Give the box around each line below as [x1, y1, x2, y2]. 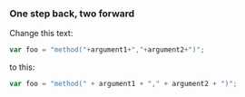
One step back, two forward [9, 7, 135, 20]
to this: [9, 62, 35, 73]
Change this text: [9, 28, 73, 39]
